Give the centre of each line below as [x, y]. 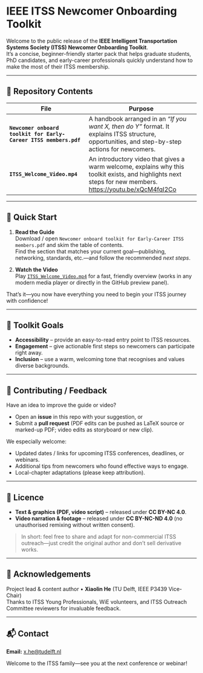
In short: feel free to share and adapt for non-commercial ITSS [98, 536]
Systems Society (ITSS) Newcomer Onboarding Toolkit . [77, 47]
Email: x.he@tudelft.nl [34, 651]
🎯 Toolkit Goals [35, 325]
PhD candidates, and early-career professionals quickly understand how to [100, 60]
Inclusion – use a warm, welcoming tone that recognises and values [100, 359]
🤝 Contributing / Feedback [57, 391]
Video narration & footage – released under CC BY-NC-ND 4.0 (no [99, 518]
